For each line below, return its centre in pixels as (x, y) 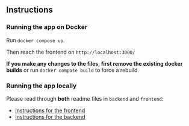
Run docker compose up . (36, 40)
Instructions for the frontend (50, 110)
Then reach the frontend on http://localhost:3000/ (71, 52)
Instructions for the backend (50, 116)
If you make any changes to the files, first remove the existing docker (94, 63)
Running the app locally (42, 86)
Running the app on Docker (47, 27)
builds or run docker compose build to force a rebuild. (73, 70)
